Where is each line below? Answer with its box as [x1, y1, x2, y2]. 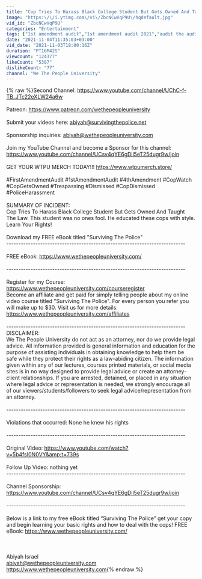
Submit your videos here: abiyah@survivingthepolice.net [6, 118, 147, 126]
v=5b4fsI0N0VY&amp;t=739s [6, 451, 79, 458]
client [6, 374, 20, 382]
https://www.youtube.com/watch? [44, 444, 129, 452]
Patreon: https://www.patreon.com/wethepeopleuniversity [6, 106, 150, 113]
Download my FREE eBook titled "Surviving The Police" [6, 234, 143, 241]
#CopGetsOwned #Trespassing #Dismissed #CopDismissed [6, 183, 155, 190]
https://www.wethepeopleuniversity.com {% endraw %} [6, 566, 143, 573]
